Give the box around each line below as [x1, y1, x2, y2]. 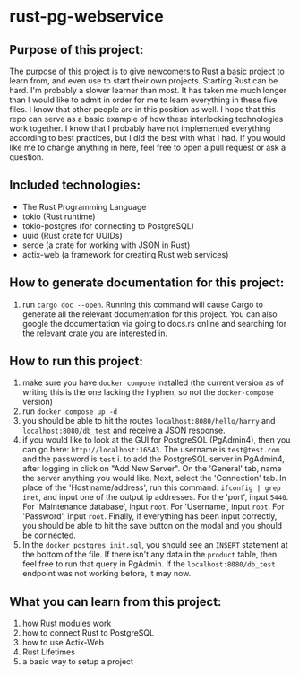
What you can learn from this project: [9, 594, 222, 610]
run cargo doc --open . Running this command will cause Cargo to [21, 299, 264, 310]
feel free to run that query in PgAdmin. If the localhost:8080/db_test [21, 558, 276, 569]
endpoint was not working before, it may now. [21, 568, 192, 579]
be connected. [21, 530, 76, 540]
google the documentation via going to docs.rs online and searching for [21, 318, 287, 329]
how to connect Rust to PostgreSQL [21, 628, 155, 638]
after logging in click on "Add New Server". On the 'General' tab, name [21, 463, 282, 474]
